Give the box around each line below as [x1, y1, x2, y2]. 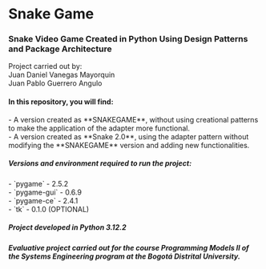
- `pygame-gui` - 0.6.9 [8, 187, 83, 197]
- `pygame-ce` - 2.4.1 [8, 195, 79, 205]
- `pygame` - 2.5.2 [8, 179, 69, 188]
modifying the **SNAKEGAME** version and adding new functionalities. [8, 140, 250, 150]
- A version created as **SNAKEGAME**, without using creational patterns [8, 114, 259, 124]
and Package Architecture [8, 43, 112, 54]
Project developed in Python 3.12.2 [8, 223, 127, 232]
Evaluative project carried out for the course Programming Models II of [8, 243, 250, 252]
